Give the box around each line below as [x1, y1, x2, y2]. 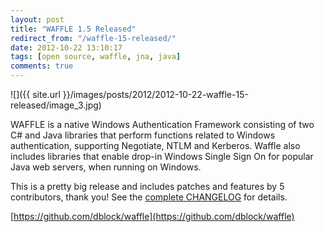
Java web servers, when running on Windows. [10, 161, 202, 173]
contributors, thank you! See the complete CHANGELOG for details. [10, 191, 288, 203]
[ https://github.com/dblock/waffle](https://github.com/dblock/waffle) [10, 211, 295, 222]
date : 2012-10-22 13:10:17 [10, 42, 123, 53]
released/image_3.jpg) [10, 99, 102, 111]
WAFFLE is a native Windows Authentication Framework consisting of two [10, 119, 315, 130]
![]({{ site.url [10, 89, 61, 100]
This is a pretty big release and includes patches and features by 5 [10, 181, 285, 192]
